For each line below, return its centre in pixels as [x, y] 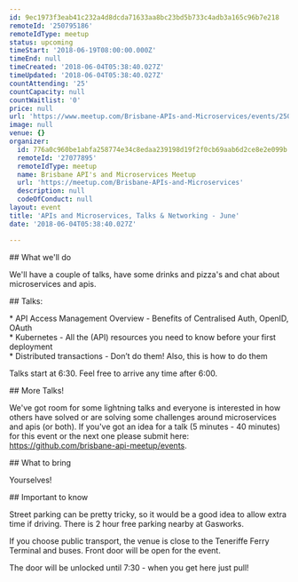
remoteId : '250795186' [51, 26]
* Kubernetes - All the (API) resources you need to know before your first [143, 337]
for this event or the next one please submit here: [99, 435]
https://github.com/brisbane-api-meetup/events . [98, 445]
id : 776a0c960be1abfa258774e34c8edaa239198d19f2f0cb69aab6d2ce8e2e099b [153, 149]
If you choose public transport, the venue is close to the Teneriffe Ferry [139, 541]
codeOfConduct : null [55, 199]
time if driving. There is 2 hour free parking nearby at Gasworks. [126, 523]
